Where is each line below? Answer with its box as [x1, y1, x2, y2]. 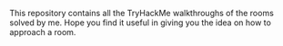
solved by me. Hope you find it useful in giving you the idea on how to [9, 17, 271, 28]
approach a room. [9, 27, 76, 37]
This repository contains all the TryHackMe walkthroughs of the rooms [9, 8, 275, 18]
